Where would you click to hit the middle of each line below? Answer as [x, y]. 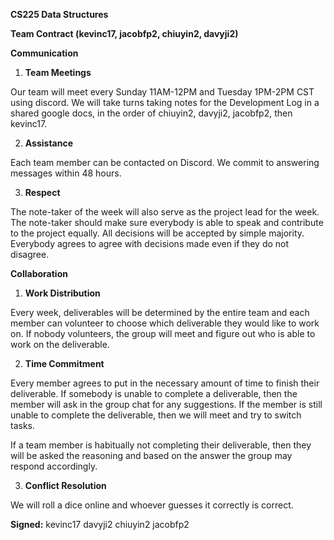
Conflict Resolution [65, 485]
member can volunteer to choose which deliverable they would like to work [165, 323]
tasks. [23, 425]
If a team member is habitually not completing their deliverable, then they [161, 445]
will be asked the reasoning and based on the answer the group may [151, 455]
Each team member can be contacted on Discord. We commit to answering [165, 162]
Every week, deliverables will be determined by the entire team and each [160, 312]
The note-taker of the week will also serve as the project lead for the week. [165, 212]
